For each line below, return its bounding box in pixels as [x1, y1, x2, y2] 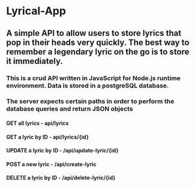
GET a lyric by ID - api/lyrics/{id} [6, 133, 89, 140]
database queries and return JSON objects [6, 105, 133, 113]
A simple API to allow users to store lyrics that [6, 28, 182, 38]
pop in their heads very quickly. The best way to [6, 37, 190, 47]
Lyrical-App [6, 4, 66, 18]
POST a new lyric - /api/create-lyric [6, 160, 97, 168]
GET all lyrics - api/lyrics [6, 119, 69, 127]
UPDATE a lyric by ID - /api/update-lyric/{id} [6, 147, 119, 154]
